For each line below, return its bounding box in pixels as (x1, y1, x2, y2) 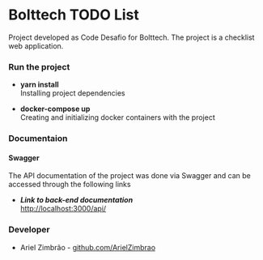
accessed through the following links (8, 180, 131, 190)
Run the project (8, 61, 70, 72)
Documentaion (8, 133, 68, 144)
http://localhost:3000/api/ (19, 204, 107, 214)
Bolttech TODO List (8, 6, 140, 24)
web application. (8, 40, 64, 50)
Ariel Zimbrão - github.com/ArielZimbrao (19, 242, 156, 252)
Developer (8, 224, 50, 236)
